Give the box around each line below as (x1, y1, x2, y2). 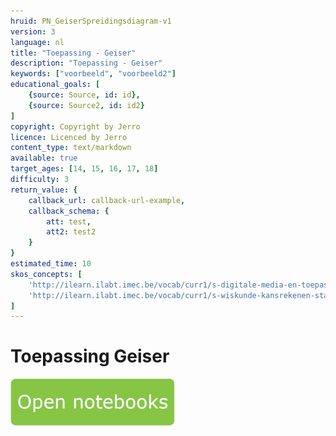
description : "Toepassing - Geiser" (10, 58, 163, 69)
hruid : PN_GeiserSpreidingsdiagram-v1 (10, 16, 172, 26)
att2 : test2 (46, 227, 97, 237)
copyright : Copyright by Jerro (10, 121, 141, 132)
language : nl (10, 37, 65, 47)
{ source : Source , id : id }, (28, 90, 141, 100)
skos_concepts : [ (10, 269, 83, 279)
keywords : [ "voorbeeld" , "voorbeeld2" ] (10, 69, 177, 79)
